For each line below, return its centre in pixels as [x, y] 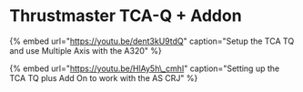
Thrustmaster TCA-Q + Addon [126, 16]
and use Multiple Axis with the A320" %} [86, 50]
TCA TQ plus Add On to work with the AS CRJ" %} [104, 77]
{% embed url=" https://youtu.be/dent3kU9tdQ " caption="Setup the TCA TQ [152, 41]
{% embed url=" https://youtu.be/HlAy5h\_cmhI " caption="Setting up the [145, 68]
